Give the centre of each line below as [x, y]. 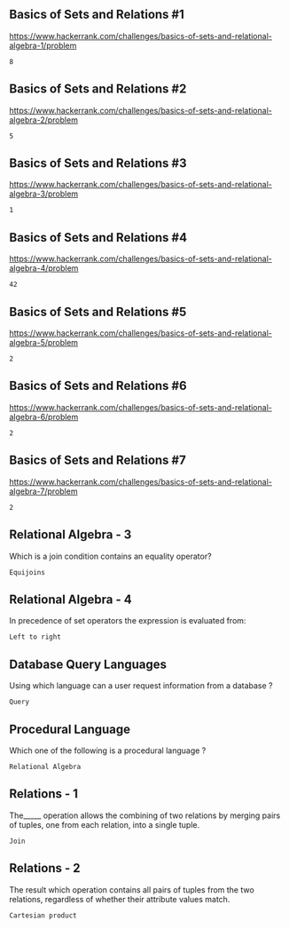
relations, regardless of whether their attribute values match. [120, 899]
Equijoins [27, 572]
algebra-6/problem [44, 417]
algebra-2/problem [43, 120]
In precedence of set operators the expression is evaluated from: [128, 621]
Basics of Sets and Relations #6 [98, 386]
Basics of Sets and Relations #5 [98, 311]
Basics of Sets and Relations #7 [98, 461]
